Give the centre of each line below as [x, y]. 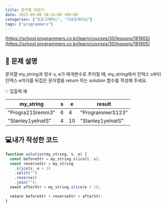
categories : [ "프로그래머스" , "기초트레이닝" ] [49, 19]
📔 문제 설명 [22, 61]
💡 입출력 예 [16, 91]
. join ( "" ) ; [26, 183]
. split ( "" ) [26, 173]
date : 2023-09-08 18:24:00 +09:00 [42, 15]
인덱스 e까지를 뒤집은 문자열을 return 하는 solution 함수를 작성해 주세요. [76, 80]
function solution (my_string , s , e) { [46, 154]
